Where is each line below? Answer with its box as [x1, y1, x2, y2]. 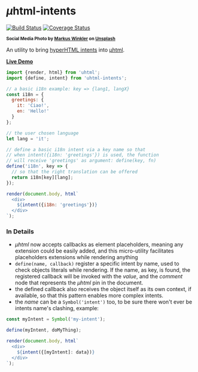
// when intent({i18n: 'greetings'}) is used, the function [6, 152, 160, 158]
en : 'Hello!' [17, 108, 50, 115]
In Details [6, 227, 34, 235]
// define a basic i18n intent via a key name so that [6, 146, 146, 152]
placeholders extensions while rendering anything [14, 254, 139, 261]
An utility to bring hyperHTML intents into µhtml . [6, 46, 125, 53]
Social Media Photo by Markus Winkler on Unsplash [6, 35, 115, 41]
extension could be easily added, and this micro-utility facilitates [14, 247, 174, 254]
